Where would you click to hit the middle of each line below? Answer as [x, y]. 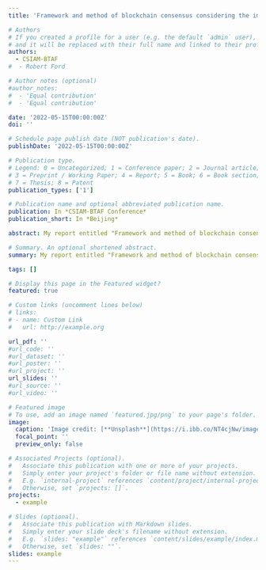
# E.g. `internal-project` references [76, 481]
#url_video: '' [33, 393]
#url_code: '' [32, 349]
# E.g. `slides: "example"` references [78, 539]
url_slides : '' [33, 378]
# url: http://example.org [56, 327]
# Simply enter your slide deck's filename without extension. [118, 531]
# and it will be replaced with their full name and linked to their [125, 44]
